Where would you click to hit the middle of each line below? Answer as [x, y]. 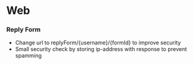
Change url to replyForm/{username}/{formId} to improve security [98, 43]
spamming [28, 56]
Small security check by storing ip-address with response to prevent [101, 49]
